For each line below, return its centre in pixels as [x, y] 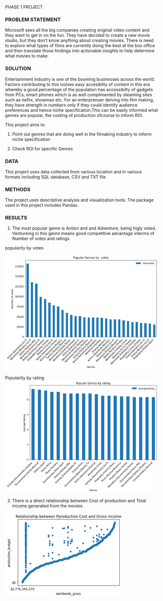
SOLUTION [18, 68]
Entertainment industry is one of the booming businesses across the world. [80, 79]
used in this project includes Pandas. [42, 205]
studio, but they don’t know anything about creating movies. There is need [79, 40]
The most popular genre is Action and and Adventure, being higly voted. [84, 228]
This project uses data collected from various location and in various [73, 171]
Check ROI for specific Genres [42, 149]
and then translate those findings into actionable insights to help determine [80, 51]
